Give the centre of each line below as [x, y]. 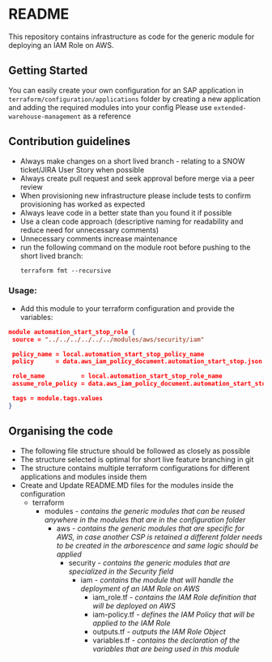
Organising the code [61, 431]
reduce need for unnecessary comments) [89, 230]
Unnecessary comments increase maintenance [99, 238]
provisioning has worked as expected [83, 204]
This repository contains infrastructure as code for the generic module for [132, 36]
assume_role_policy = [48, 384]
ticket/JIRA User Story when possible [82, 169]
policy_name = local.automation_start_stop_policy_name [108, 354]
